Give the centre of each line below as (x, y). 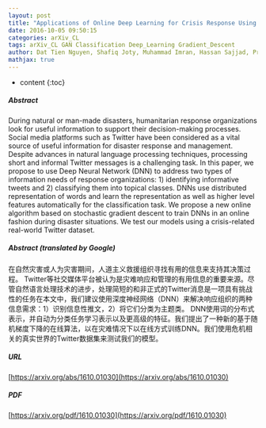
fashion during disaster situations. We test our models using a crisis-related (131, 221)
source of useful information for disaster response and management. (121, 145)
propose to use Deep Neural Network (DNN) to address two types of (120, 170)
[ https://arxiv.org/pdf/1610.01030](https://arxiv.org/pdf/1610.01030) (118, 415)
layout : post (30, 15)
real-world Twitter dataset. (51, 230)
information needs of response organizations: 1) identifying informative (123, 179)
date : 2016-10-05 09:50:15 (53, 30)
